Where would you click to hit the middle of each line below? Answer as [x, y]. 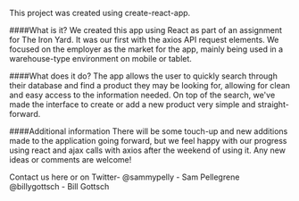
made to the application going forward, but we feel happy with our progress [148, 141]
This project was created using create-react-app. [100, 13]
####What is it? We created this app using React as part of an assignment [146, 30]
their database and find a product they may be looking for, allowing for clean [149, 85]
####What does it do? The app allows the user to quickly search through [144, 76]
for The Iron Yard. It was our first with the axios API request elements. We [144, 40]
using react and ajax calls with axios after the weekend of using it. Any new [147, 150]
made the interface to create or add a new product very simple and [133, 105]
